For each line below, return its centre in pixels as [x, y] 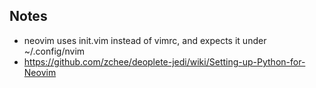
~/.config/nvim [54, 51]
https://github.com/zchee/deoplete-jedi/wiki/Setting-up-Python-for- [164, 61]
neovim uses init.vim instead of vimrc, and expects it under [145, 40]
